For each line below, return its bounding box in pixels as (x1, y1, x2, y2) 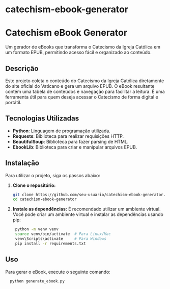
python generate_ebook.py (10, 278, 65, 284)
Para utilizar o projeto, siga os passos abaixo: (5, 172, 100, 178)
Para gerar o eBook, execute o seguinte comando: (5, 269, 110, 275)
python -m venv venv (15, 227, 59, 232)
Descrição (5, 64, 39, 73)
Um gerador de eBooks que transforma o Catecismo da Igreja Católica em (5, 44, 161, 50)
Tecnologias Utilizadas (5, 114, 79, 123)
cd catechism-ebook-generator (12, 197, 77, 202)
